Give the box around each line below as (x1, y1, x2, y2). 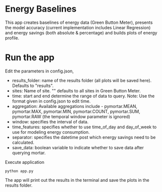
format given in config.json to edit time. (12, 98, 91, 104)
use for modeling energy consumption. (12, 129, 90, 135)
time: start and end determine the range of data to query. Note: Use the (12, 93, 155, 99)
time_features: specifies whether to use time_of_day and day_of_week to (12, 124, 157, 130)
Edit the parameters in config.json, (5, 68, 74, 74)
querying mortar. (12, 150, 46, 156)
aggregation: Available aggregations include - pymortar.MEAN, (12, 103, 137, 109)
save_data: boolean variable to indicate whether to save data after (12, 144, 144, 150)
